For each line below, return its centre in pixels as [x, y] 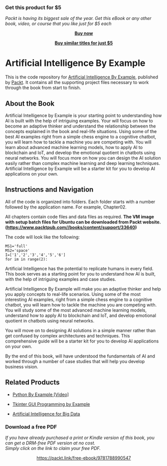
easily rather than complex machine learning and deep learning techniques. [83, 163]
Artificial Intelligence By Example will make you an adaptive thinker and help [83, 288]
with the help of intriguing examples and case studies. [61, 279]
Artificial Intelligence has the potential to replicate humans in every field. [79, 268]
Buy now [84, 33]
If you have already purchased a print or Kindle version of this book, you [80, 437]
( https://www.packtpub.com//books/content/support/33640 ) [71, 227]
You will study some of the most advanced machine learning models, [76, 310]
